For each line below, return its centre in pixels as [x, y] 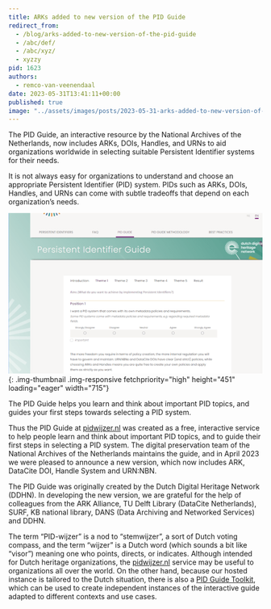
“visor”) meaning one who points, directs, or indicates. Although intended [130, 554]
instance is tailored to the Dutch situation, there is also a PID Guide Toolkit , [132, 580]
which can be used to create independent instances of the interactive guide [134, 588]
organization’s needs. [44, 202]
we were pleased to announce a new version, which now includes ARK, [127, 462]
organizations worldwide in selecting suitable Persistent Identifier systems [132, 152]
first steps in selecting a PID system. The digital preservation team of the [129, 445]
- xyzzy [29, 60]
